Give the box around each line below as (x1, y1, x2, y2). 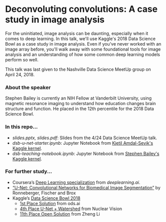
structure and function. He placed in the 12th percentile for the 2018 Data (5, 106, 155, 112)
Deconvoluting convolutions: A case (5, 3, 158, 15)
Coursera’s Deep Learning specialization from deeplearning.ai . (12, 179, 140, 185)
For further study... (5, 168, 53, 175)
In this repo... (5, 123, 38, 130)
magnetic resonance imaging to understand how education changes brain (5, 101, 156, 107)
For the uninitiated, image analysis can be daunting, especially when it (5, 30, 149, 36)
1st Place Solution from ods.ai (19, 200, 80, 206)
